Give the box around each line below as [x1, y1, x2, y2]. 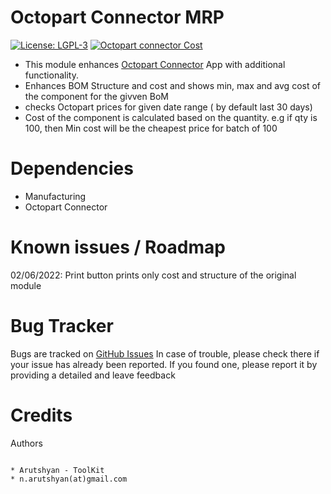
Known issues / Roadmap [10, 236, 226, 259]
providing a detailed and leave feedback [10, 369, 176, 381]
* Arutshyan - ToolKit [10, 465, 105, 475]
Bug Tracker [10, 315, 114, 337]
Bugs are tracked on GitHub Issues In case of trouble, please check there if [10, 347, 320, 360]
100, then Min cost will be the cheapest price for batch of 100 [24, 122, 278, 134]
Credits [10, 404, 73, 426]
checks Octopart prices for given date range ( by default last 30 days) [24, 101, 313, 113]
